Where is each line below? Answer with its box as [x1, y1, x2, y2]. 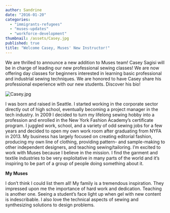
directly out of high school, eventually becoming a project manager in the [5, 106, 158, 112]
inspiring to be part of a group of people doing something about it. [5, 160, 144, 166]
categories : [5, 17, 30, 22]
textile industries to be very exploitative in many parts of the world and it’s [5, 155, 160, 161]
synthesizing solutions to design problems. [5, 202, 95, 208]
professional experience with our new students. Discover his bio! [5, 81, 141, 87]
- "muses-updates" [10, 26, 49, 32]
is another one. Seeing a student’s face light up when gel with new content [5, 191, 161, 197]
